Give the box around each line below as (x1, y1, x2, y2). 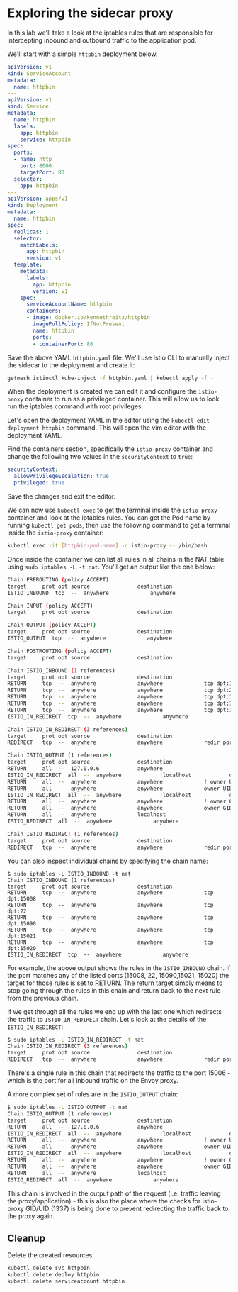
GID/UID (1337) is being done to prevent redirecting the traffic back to (25, 1204, 229, 1213)
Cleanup (7, 1232, 46, 1244)
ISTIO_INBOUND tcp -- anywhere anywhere (7, 589, 176, 596)
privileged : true (13, 479, 65, 486)
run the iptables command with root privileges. (7, 402, 144, 411)
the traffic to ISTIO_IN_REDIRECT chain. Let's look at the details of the (7, 1015, 207, 1023)
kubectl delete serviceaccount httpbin (7, 1278, 125, 1285)
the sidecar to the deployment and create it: (7, 360, 135, 369)
